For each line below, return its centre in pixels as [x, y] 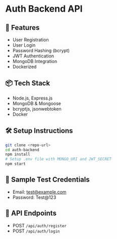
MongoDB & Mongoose [37, 103]
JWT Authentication [33, 56]
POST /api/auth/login [36, 231]
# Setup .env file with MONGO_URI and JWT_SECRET [58, 159]
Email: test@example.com [39, 192]
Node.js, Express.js [33, 98]
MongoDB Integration [35, 61]
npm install [18, 155]
